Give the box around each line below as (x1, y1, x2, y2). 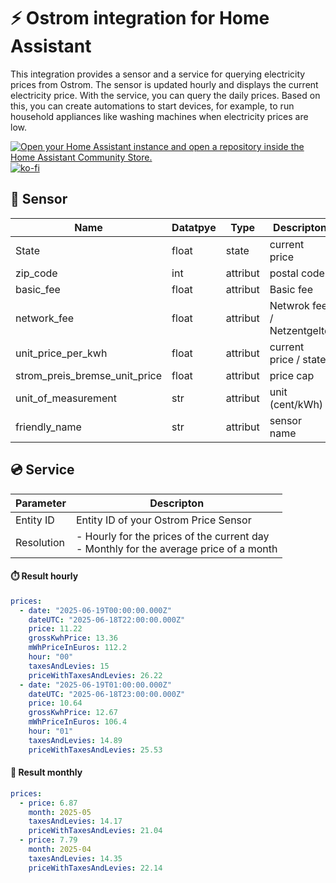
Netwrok (269, 298, 310, 312)
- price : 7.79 (19, 835, 78, 845)
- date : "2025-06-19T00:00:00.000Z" (19, 605, 172, 615)
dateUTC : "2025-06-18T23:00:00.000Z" (28, 689, 186, 699)
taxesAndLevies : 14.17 (28, 816, 123, 827)
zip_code (15, 266, 58, 280)
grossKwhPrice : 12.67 (28, 708, 118, 718)
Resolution (15, 535, 65, 549)
